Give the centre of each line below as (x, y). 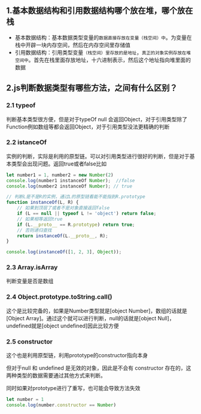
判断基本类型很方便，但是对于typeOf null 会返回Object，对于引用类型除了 (97, 119)
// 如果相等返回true (40, 219)
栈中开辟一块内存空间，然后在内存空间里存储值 (72, 45)
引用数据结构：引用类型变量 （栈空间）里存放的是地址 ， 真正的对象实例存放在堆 (103, 52)
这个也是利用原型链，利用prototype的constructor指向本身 (77, 355)
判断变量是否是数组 (30, 281)
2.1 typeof (21, 105)
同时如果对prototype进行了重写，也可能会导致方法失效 (73, 388)
